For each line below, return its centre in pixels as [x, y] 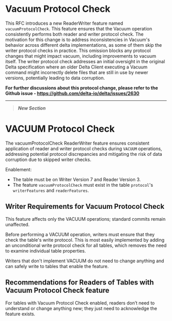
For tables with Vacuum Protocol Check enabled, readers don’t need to [80, 303]
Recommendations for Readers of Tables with [80, 283]
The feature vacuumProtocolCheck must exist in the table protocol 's [83, 185]
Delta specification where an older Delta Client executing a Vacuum [76, 67]
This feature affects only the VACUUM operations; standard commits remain [85, 219]
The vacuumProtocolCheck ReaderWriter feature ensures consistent [77, 143]
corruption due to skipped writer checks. [48, 159]
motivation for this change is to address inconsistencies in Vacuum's [78, 40]
